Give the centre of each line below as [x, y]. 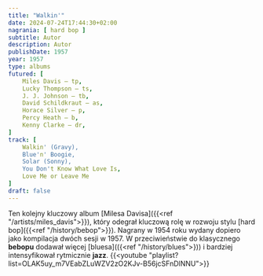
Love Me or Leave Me [56, 177]
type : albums [29, 67]
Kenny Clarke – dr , [54, 125]
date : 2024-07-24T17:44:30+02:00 [63, 23]
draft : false [29, 191]
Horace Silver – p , [54, 111]
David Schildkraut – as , [63, 103]
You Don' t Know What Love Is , [72, 169]
